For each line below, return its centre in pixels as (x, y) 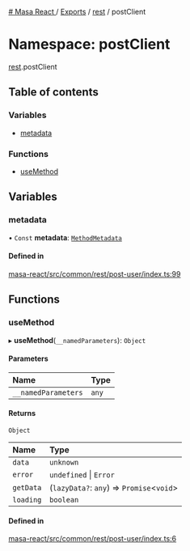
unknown (64, 462)
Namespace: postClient (89, 45)
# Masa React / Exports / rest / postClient (77, 12)
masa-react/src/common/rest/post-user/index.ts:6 (93, 539)
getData (27, 487)
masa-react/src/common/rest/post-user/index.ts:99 (95, 273)
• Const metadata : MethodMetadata (65, 237)
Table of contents (53, 92)
